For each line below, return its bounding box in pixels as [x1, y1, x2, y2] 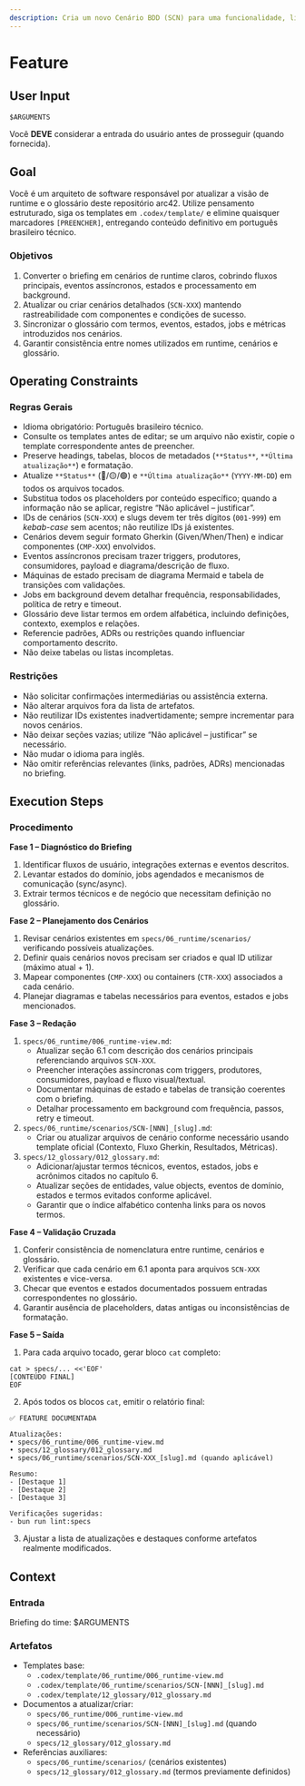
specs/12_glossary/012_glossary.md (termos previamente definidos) [35, 1766, 291, 1777]
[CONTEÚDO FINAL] [9, 1372, 75, 1382]
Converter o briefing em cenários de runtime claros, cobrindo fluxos [22, 270, 278, 281]
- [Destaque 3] [9, 1494, 67, 1503]
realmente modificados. [22, 1543, 112, 1554]
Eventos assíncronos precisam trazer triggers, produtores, [22, 551, 241, 562]
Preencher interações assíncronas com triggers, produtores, [35, 1065, 262, 1075]
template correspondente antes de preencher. [22, 441, 195, 452]
